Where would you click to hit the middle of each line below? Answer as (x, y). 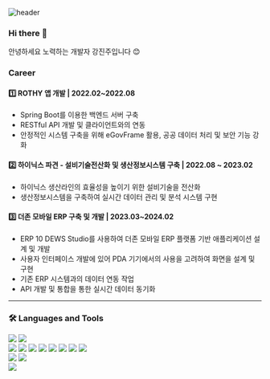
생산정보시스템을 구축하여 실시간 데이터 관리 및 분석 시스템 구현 (119, 197)
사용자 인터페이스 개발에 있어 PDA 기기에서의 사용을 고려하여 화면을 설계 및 (137, 259)
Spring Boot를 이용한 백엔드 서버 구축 (79, 115)
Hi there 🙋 (28, 33)
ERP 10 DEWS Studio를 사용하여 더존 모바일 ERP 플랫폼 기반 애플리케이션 (136, 238)
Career (22, 73)
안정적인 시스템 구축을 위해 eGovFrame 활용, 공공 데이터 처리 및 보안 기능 (135, 135)
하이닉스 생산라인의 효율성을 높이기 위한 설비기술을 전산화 (110, 187)
